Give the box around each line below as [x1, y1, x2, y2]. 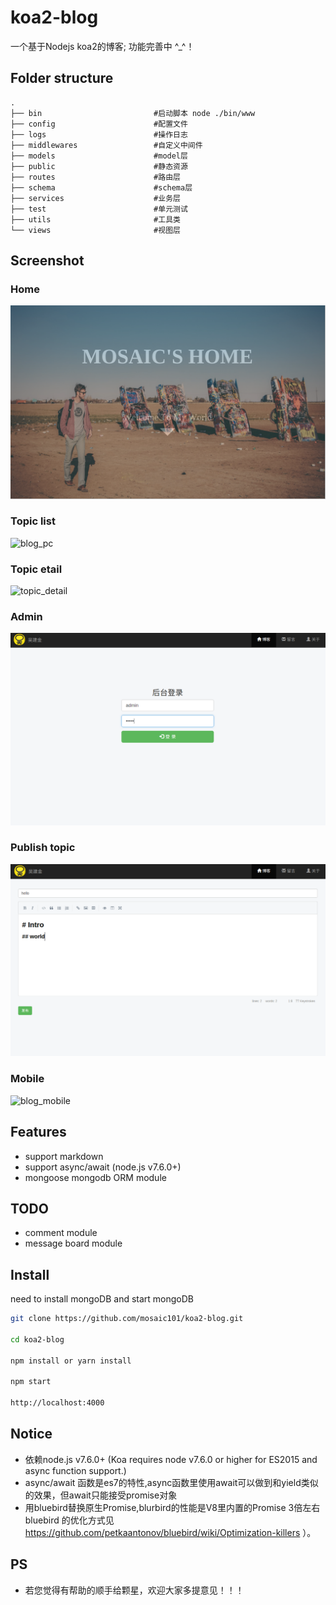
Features [10, 1124, 67, 1141]
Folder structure [10, 70, 114, 87]
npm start [10, 1377, 52, 1387]
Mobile [10, 1072, 45, 1086]
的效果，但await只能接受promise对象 [24, 1489, 178, 1501]
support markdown [24, 1150, 104, 1162]
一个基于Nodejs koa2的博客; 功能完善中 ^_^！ [10, 40, 195, 52]
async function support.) [24, 1464, 127, 1476]
